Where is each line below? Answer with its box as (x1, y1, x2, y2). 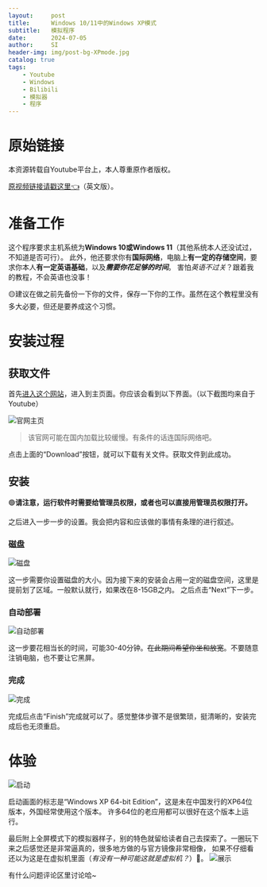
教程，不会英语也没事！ (14, 272, 92, 282)
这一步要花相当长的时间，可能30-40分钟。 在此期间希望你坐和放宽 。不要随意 (8, 643, 259, 653)
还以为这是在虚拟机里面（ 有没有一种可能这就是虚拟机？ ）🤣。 (8, 853, 208, 862)
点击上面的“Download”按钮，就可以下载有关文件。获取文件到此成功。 (8, 449, 236, 459)
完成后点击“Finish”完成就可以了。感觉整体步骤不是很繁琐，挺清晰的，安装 (8, 712, 250, 721)
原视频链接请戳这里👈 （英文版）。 (8, 182, 118, 191)
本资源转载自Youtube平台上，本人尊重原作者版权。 (8, 164, 175, 175)
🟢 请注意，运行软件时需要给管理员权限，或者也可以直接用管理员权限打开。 (8, 497, 252, 507)
